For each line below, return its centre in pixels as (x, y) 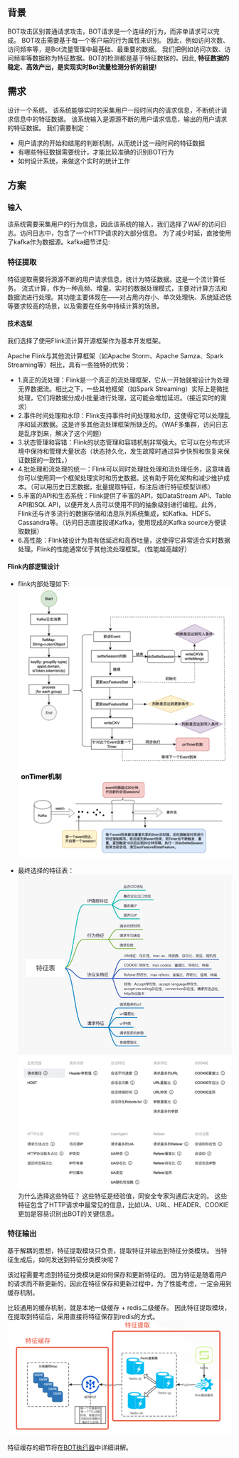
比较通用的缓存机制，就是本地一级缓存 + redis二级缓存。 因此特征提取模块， (119, 1307)
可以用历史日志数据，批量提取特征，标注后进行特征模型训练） (124, 486)
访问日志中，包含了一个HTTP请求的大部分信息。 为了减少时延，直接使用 (126, 233)
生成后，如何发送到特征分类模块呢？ (66, 1259)
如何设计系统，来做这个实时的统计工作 (74, 161)
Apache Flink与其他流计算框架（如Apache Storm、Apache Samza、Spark (116, 355)
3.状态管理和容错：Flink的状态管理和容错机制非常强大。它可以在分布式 (121, 442)
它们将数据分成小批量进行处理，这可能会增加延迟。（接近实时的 (128, 397)
